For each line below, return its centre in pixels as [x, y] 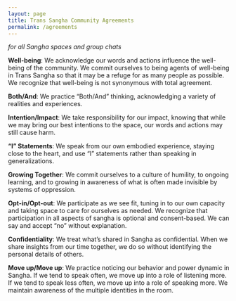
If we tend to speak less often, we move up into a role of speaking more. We [118, 283]
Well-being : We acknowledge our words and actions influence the [104, 60]
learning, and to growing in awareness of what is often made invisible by [113, 182]
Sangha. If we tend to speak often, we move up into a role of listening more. [117, 276]
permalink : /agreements [43, 27]
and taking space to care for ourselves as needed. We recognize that [108, 211]
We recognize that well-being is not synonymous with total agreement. [110, 83]
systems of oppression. [42, 190]
